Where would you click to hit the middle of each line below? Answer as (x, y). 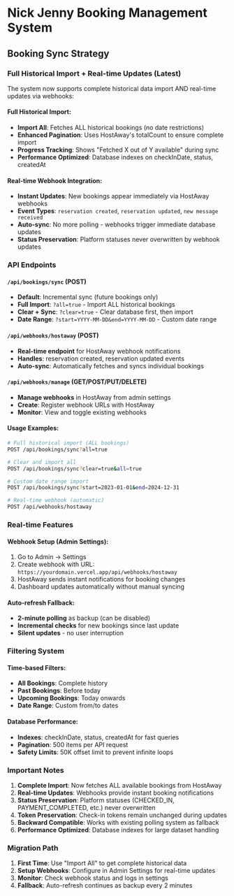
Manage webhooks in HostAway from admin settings (94, 397)
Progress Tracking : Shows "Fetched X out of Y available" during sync (118, 150)
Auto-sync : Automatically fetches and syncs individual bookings (111, 366)
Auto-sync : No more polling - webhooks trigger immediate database (116, 224)
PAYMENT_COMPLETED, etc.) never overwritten (86, 807)
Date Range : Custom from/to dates (68, 706)
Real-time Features (40, 524)
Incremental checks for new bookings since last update (98, 626)
